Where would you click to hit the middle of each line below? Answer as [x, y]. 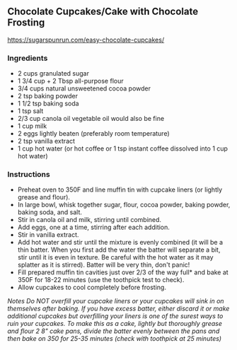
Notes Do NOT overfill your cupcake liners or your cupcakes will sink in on [116, 301]
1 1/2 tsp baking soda [48, 104]
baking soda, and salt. [50, 212]
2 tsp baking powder [47, 96]
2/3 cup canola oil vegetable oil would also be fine [91, 119]
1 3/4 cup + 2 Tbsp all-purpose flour [70, 81]
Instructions [29, 175]
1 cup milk [32, 126]
